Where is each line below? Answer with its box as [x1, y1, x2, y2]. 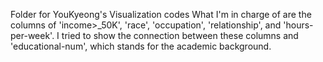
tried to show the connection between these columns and [61, 30, 299, 41]
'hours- [283, 19, 314, 31]
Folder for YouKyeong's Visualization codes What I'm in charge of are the [10, 9, 312, 20]
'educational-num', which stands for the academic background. [10, 40, 272, 52]
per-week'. [10, 30, 55, 41]
